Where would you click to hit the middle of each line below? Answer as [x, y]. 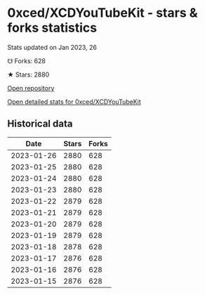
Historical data [40, 124]
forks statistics [52, 28]
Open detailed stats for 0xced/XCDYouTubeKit [74, 101]
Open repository [31, 88]
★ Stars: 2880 [28, 74]
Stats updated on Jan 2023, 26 [52, 47]
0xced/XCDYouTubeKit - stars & [102, 13]
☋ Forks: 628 [26, 60]
